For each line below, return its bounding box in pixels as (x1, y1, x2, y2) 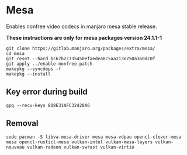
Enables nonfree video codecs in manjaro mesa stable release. (6, 23, 157, 30)
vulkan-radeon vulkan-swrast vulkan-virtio (27, 144, 134, 150)
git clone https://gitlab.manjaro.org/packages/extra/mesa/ (6, 45, 156, 51)
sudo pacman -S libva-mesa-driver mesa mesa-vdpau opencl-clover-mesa (6, 134, 182, 140)
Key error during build (6, 87, 88, 97)
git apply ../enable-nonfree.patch (6, 61, 93, 67)
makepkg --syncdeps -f (6, 66, 61, 72)
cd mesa (6, 50, 25, 56)
